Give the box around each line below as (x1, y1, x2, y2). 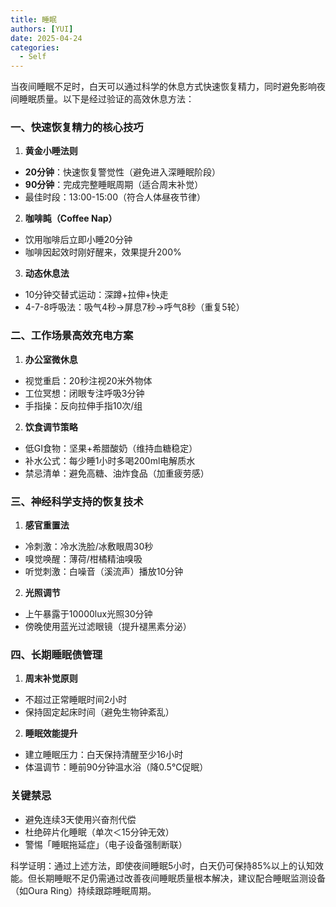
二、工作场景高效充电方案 (10, 329, 134, 343)
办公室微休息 (24, 353, 78, 365)
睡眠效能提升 (24, 727, 78, 740)
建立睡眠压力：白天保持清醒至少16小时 (24, 749, 184, 761)
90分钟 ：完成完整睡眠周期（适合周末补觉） (24, 179, 204, 191)
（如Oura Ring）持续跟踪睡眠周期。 (10, 884, 157, 896)
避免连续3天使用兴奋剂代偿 (24, 813, 137, 825)
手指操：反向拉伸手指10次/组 (24, 399, 143, 411)
